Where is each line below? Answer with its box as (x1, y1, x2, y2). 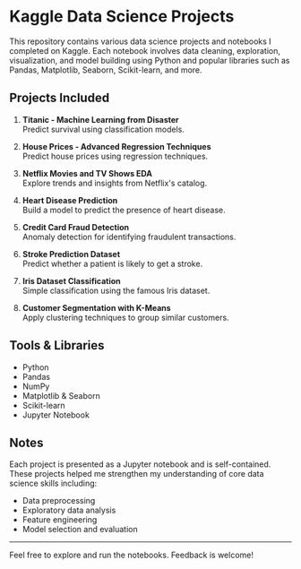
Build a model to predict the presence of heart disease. (21, 204, 226, 215)
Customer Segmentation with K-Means (21, 302, 172, 313)
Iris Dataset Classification (21, 275, 121, 286)
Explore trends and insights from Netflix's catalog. (21, 177, 208, 188)
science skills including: (9, 478, 98, 489)
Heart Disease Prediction (21, 194, 118, 205)
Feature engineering (21, 514, 98, 525)
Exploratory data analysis (21, 504, 116, 516)
